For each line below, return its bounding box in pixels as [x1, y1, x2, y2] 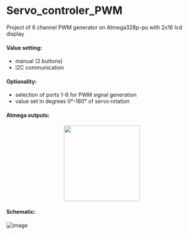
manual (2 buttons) [15, 58, 63, 65]
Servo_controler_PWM [6, 4, 123, 18]
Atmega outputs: [6, 111, 50, 119]
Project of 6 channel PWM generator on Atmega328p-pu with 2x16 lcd [6, 24, 183, 31]
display [6, 30, 24, 37]
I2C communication [15, 64, 64, 71]
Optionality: [6, 78, 38, 85]
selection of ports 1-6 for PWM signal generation [15, 91, 137, 99]
